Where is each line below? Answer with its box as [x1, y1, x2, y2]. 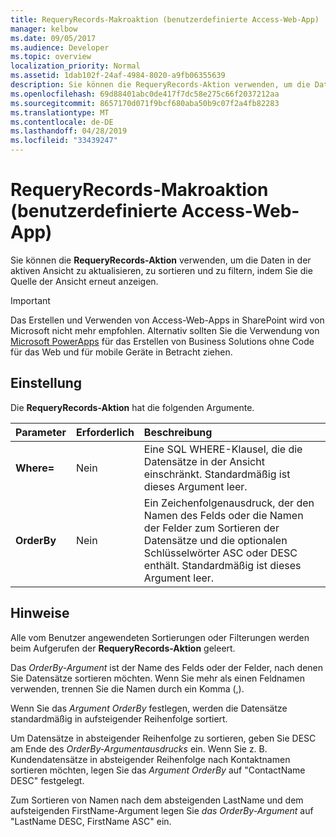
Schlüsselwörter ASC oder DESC [143, 546, 298, 560]
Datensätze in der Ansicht [143, 454, 265, 468]
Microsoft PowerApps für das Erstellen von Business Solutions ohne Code [10, 335, 315, 347]
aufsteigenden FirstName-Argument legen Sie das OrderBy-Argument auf [10, 804, 314, 816]
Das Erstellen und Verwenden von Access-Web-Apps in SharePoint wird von [10, 314, 325, 326]
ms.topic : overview [10, 52, 92, 62]
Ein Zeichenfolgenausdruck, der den [143, 496, 315, 510]
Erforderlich [75, 425, 135, 439]
